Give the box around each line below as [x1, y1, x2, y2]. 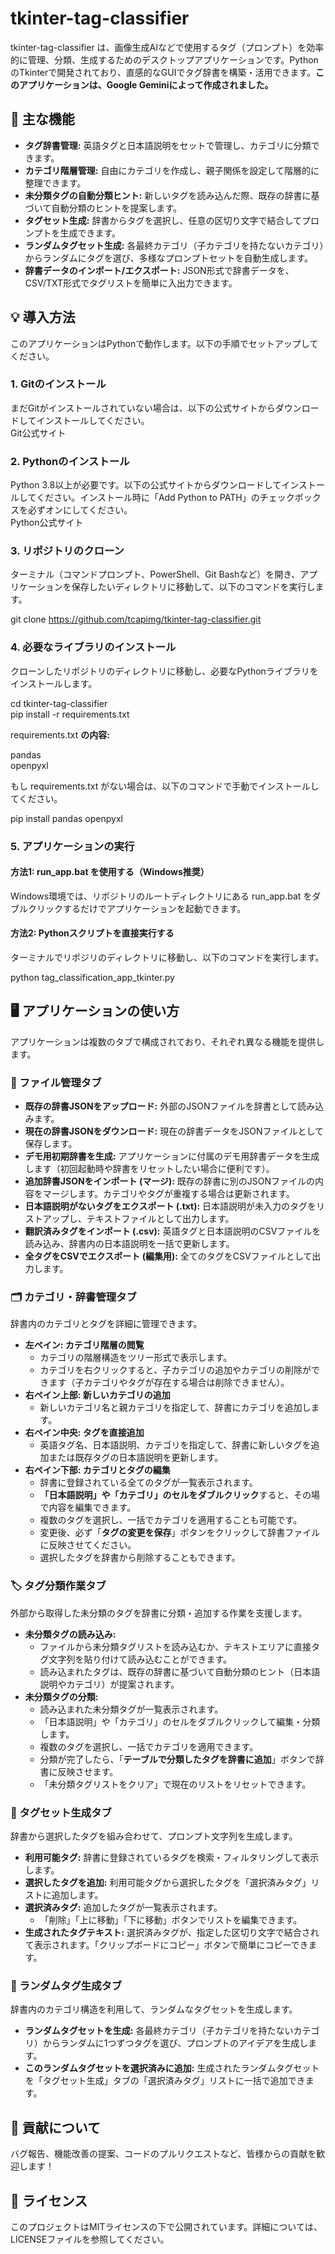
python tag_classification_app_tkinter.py [10, 972, 175, 984]
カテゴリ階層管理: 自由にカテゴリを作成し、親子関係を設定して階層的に [24, 164, 320, 176]
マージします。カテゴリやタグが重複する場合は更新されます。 [42, 1188, 295, 1200]
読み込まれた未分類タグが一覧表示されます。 [39, 1703, 224, 1715]
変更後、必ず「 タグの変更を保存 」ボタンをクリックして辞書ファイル [39, 1527, 321, 1539]
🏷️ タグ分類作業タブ [10, 1579, 107, 1593]
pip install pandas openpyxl [10, 812, 123, 824]
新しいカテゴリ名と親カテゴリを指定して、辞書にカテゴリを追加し [39, 1402, 312, 1414]
